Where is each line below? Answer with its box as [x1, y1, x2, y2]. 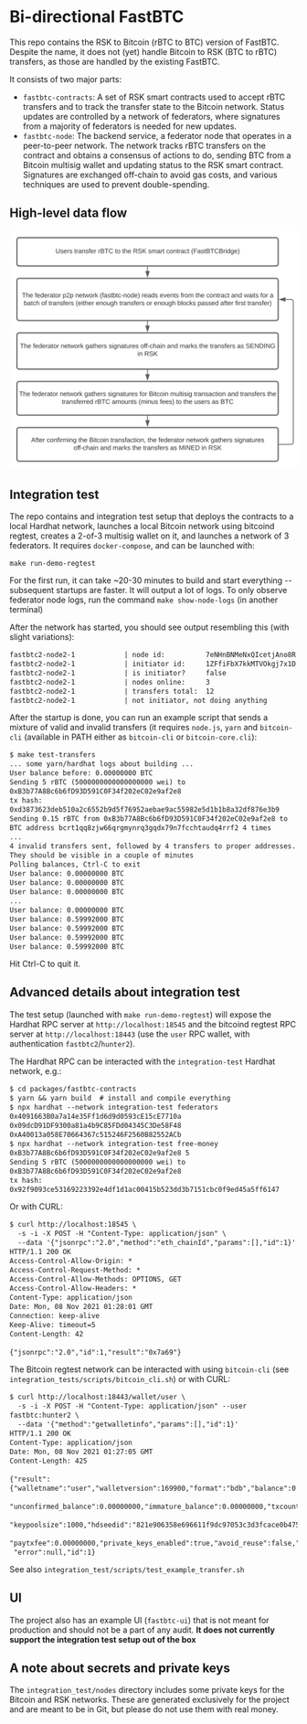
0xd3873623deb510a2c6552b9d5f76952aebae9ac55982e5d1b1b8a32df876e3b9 [9, 804, 281, 814]
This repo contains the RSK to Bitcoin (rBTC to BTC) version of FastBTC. [9, 37, 281, 48]
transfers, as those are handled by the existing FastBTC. [9, 56, 221, 67]
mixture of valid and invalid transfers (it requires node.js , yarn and [9, 721, 259, 732]
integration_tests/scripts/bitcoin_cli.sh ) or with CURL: [9, 1373, 231, 1384]
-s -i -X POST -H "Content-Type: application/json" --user [17, 1401, 248, 1410]
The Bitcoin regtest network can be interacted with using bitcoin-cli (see [9, 1364, 290, 1375]
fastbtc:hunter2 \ [9, 1410, 79, 1420]
